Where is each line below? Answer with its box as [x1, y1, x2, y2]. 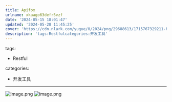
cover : [5, 27, 19, 32]
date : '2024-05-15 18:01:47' [5, 17, 68, 22]
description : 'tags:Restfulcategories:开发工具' [5, 31, 108, 36]
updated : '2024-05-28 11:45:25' [5, 22, 74, 27]
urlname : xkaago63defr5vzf [5, 12, 63, 17]
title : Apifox [5, 7, 36, 13]
